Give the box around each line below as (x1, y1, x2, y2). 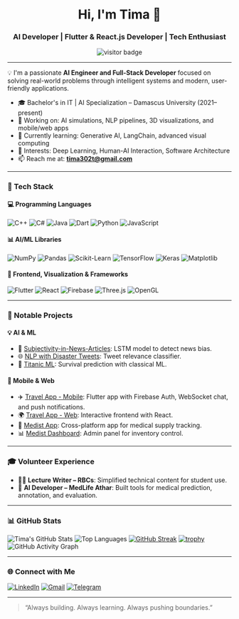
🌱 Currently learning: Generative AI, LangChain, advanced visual (17, 131, 206, 140)
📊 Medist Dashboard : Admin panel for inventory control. (17, 429, 184, 438)
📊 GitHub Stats (7, 516, 62, 526)
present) (17, 108, 43, 117)
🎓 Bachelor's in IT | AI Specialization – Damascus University (17, 98, 196, 107)
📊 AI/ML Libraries (7, 235, 62, 244)
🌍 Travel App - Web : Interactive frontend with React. (17, 411, 173, 419)
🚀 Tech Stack (7, 182, 54, 192)
